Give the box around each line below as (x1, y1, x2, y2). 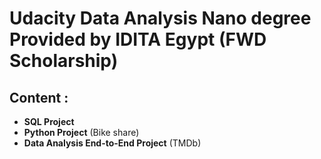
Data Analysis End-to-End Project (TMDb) (23, 137, 202, 149)
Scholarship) (9, 50, 119, 72)
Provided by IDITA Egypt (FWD (9, 28, 267, 51)
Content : (9, 89, 69, 106)
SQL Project (23, 116, 75, 127)
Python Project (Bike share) (23, 127, 140, 138)
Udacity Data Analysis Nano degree (9, 7, 312, 30)
